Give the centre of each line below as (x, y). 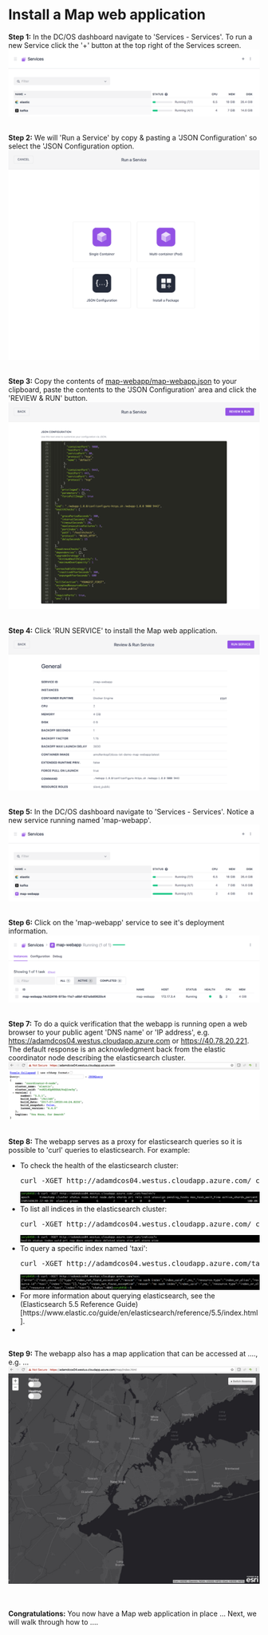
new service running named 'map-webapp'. (80, 820)
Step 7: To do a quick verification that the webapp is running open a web (128, 1024)
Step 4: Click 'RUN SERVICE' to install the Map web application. (113, 631)
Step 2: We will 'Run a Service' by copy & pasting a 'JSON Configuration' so (133, 137)
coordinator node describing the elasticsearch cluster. (97, 1058)
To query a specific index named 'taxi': (83, 1249)
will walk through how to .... (53, 1621)
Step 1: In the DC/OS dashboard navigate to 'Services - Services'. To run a (130, 37)
